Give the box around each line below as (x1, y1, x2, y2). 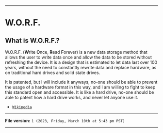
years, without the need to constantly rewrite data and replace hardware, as (5, 65, 157, 70)
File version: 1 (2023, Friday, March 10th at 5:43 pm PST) (5, 118, 125, 123)
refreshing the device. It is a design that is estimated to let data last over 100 (5, 59, 158, 65)
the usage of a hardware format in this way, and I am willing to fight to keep (5, 84, 156, 90)
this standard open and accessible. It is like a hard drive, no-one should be (5, 89, 154, 95)
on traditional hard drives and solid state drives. (5, 70, 100, 75)
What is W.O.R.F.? (5, 36, 60, 44)
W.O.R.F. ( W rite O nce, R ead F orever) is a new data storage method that (5, 49, 147, 55)
